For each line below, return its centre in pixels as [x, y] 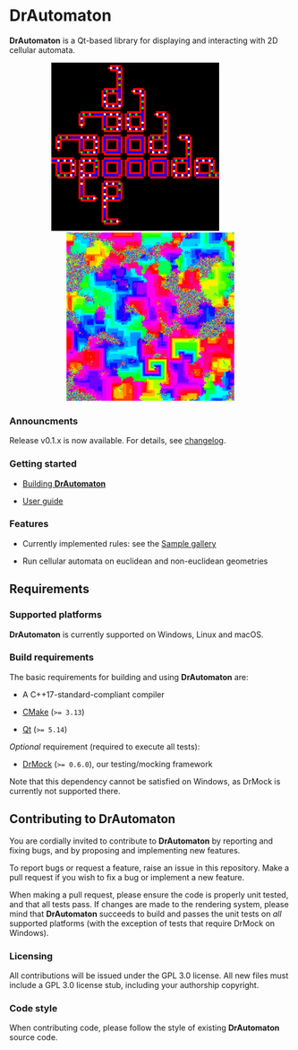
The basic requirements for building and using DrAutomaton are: [129, 677]
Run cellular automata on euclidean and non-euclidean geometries [145, 561]
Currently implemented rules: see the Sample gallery [119, 543]
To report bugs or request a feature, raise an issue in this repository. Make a [149, 868]
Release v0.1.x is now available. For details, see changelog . [118, 441]
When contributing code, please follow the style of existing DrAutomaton [145, 1028]
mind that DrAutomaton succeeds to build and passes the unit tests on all [145, 914]
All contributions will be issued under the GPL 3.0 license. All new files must [149, 976]
